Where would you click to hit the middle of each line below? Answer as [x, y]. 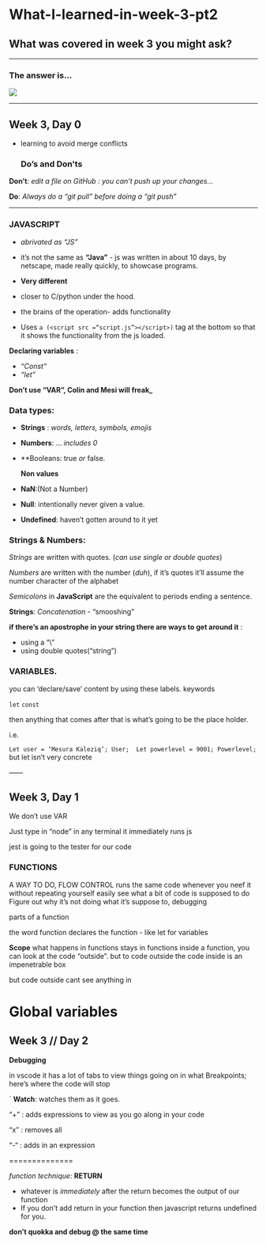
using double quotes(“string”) [69, 651]
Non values [39, 474]
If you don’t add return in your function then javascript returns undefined [139, 1208]
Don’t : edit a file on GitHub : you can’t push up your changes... [111, 181]
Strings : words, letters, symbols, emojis [86, 428]
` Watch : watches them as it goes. [65, 1099]
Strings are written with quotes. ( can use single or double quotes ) [116, 557]
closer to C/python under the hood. [78, 296]
